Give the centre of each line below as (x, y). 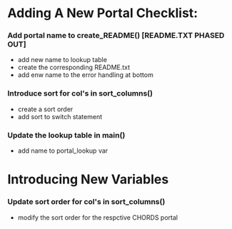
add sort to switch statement (60, 116)
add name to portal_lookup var (63, 151)
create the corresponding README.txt (74, 67)
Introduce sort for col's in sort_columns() (80, 93)
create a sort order (45, 109)
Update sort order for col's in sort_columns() (86, 202)
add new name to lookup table (62, 60)
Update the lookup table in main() (66, 135)
